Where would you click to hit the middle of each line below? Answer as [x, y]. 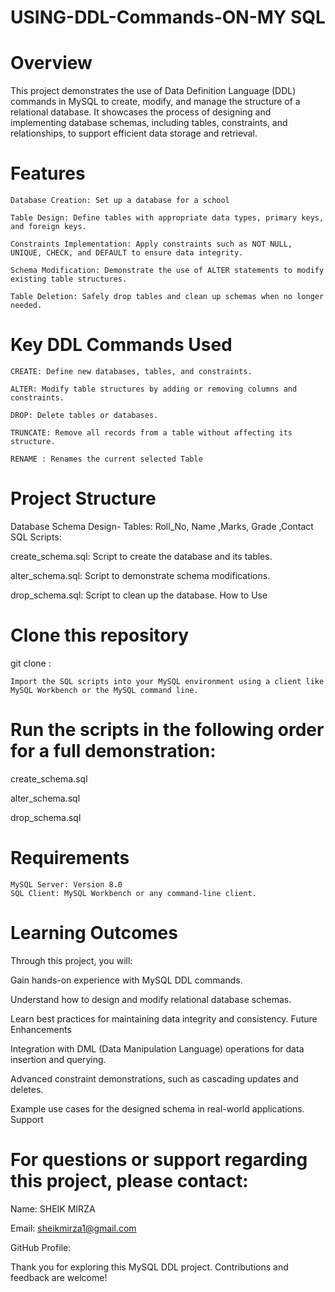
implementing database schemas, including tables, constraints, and [149, 123]
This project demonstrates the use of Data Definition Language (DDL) [153, 91]
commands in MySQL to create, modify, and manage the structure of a [155, 102]
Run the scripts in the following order [167, 730]
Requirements [70, 858]
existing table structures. [69, 279]
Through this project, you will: [71, 960]
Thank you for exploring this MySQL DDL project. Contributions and [149, 1267]
